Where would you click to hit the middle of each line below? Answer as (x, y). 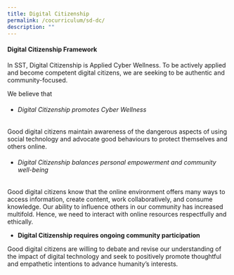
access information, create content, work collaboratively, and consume (110, 199)
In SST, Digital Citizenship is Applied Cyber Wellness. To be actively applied (117, 65)
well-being (33, 170)
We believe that (30, 94)
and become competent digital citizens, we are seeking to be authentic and (116, 72)
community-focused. (38, 80)
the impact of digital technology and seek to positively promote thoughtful (114, 256)
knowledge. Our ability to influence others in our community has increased (115, 206)
